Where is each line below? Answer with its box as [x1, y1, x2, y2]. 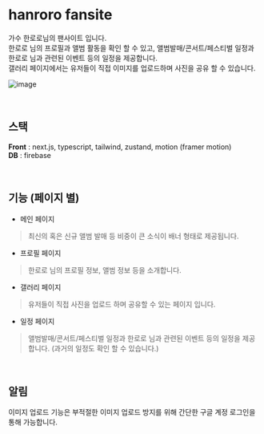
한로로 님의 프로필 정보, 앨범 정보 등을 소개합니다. [27, 265, 182, 274]
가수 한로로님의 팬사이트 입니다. [8, 33, 107, 43]
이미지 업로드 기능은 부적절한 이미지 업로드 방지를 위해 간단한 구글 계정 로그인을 [8, 408, 256, 417]
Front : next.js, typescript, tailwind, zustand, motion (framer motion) [8, 142, 232, 152]
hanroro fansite [8, 6, 113, 24]
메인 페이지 [19, 214, 55, 224]
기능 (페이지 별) [8, 191, 80, 205]
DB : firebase [8, 150, 52, 160]
